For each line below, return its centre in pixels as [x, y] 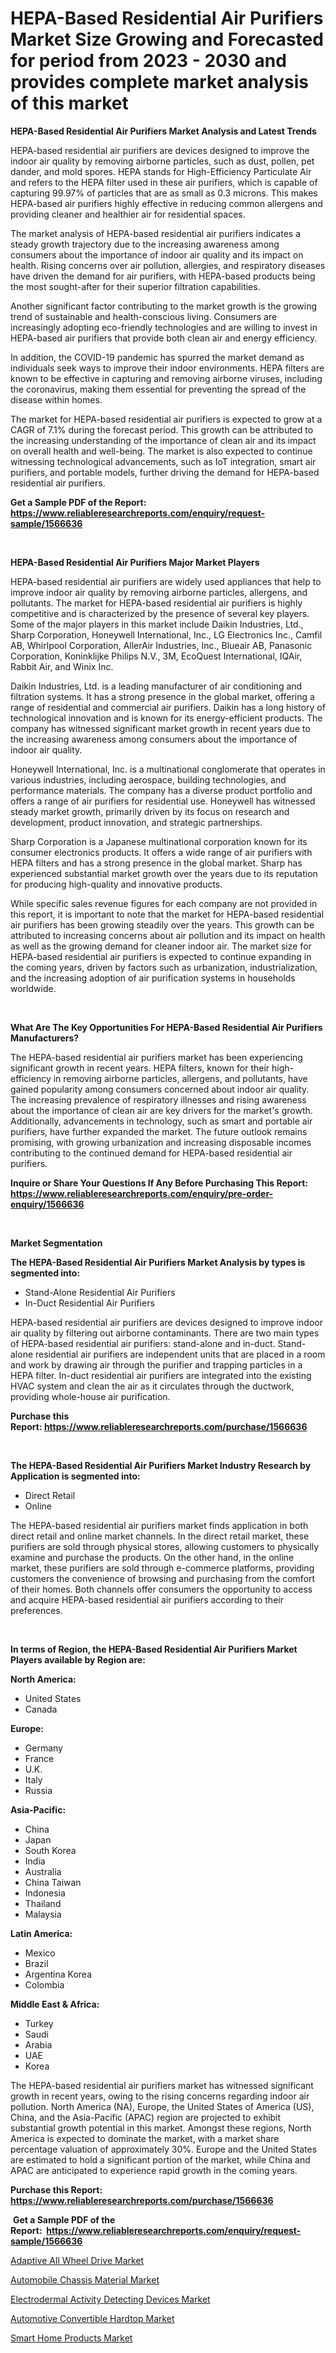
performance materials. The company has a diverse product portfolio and [161, 790]
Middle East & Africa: [55, 2004]
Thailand [43, 1903]
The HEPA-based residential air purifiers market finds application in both [159, 1525]
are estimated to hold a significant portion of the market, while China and [160, 2159]
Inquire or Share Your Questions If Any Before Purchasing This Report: [159, 1183]
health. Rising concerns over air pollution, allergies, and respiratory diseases [168, 265]
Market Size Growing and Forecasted [167, 39]
